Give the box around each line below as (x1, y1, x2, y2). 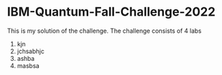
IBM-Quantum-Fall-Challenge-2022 (7, 4, 216, 20)
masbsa (16, 61, 40, 70)
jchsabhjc (16, 47, 44, 55)
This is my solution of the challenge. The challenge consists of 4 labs (7, 27, 202, 35)
